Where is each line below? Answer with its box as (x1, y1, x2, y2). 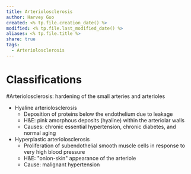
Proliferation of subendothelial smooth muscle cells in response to (23, 142, 186, 149)
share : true (6, 36, 36, 42)
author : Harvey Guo (6, 14, 55, 20)
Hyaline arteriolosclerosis (14, 104, 77, 111)
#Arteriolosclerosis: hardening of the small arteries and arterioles (6, 93, 165, 100)
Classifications (6, 72, 82, 86)
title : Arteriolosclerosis (6, 8, 73, 15)
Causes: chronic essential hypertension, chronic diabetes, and (23, 123, 176, 130)
